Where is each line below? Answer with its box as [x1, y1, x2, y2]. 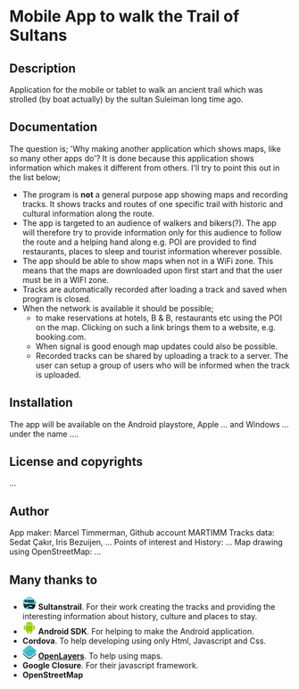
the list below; [9, 171, 61, 182]
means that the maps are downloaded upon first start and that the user [21, 265, 283, 276]
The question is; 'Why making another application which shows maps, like [9, 143, 281, 154]
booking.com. [35, 331, 87, 342]
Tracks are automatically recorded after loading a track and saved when [21, 284, 287, 295]
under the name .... [9, 428, 79, 439]
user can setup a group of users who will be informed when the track [35, 360, 290, 370]
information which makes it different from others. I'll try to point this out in [9, 162, 280, 173]
